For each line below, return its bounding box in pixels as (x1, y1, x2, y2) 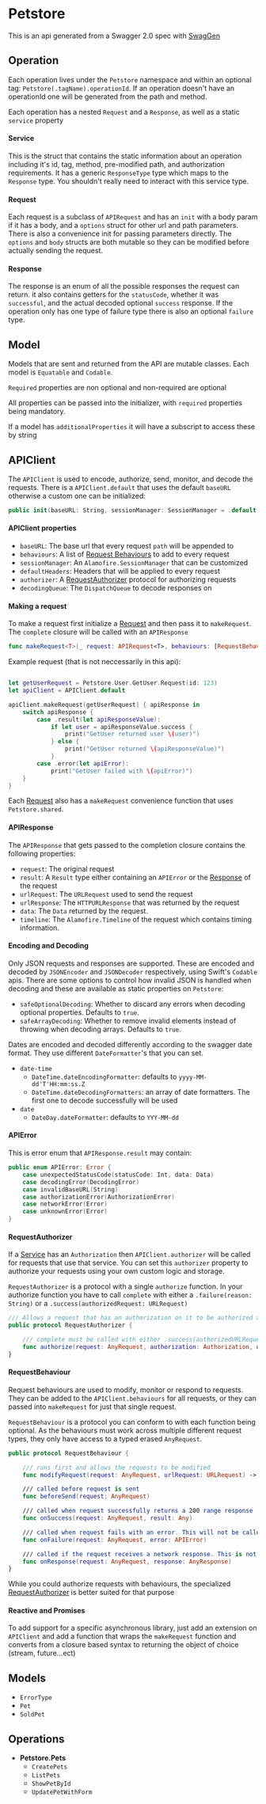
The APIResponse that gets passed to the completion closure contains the (8, 840, 245, 849)
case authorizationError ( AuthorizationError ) (22, 1193, 176, 1201)
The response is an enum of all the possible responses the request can (8, 282, 240, 291)
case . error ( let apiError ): (36, 759, 129, 768)
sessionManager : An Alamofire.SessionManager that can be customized (19, 558, 249, 568)
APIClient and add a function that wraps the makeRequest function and (8, 1631, 237, 1641)
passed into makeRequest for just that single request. (8, 1402, 177, 1411)
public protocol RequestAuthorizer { (8, 1321, 133, 1330)
